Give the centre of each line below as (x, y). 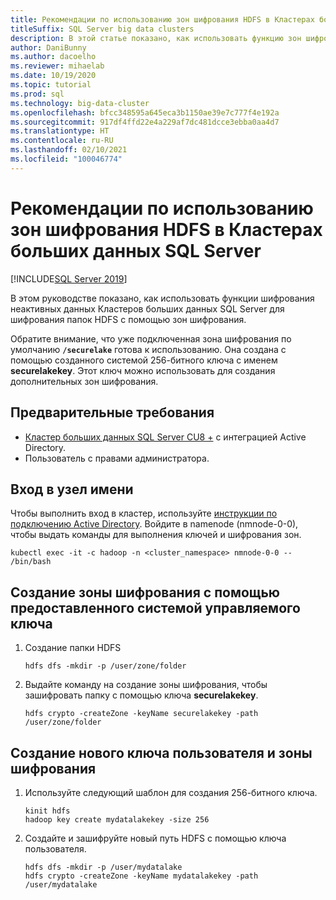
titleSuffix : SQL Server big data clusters (102, 29)
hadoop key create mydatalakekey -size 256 (117, 819)
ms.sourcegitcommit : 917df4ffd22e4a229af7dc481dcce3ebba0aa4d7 (145, 122)
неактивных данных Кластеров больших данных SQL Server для (147, 308)
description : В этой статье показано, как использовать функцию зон (156, 38)
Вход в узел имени (72, 489)
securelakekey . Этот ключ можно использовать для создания (143, 370)
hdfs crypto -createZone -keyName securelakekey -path (141, 714)
